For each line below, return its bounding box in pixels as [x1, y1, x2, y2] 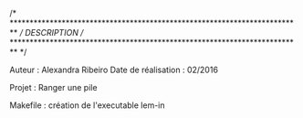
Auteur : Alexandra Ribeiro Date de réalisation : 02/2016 [9, 64, 219, 75]
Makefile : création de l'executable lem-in [9, 100, 166, 111]
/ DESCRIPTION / [19, 27, 84, 38]
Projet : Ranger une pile [9, 82, 98, 92]
